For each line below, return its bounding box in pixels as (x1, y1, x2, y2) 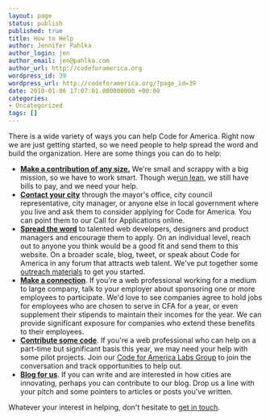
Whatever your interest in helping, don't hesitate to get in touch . (8, 402, 220, 412)
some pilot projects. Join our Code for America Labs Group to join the (19, 352, 251, 362)
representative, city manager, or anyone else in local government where (19, 198, 260, 208)
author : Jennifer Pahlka (8, 42, 92, 50)
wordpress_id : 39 (8, 72, 67, 80)
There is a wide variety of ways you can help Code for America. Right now (8, 131, 255, 141)
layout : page (8, 11, 52, 20)
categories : (8, 94, 48, 102)
